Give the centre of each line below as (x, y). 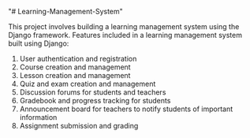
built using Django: (39, 43)
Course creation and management (75, 67)
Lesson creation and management (75, 75)
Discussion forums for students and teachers (93, 92)
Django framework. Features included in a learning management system (125, 35)
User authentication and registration (78, 59)
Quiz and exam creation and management (88, 84)
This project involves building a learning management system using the (124, 26)
